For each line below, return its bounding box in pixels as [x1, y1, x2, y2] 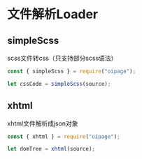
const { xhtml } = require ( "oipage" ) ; [7, 133, 120, 140]
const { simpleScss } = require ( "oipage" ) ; [7, 68, 136, 75]
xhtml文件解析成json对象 [7, 119, 78, 128]
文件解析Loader [7, 6, 99, 22]
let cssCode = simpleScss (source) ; [7, 80, 111, 87]
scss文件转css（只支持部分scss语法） [7, 54, 118, 62]
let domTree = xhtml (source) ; [7, 146, 96, 153]
